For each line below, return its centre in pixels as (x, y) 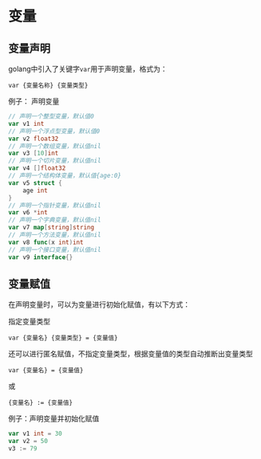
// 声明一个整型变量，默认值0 (51, 116)
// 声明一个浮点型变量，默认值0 (54, 131)
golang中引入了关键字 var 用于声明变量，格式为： (88, 69)
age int (35, 190)
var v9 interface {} (41, 257)
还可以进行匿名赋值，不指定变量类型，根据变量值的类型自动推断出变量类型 (130, 354)
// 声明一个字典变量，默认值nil (55, 220)
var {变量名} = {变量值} (46, 371)
